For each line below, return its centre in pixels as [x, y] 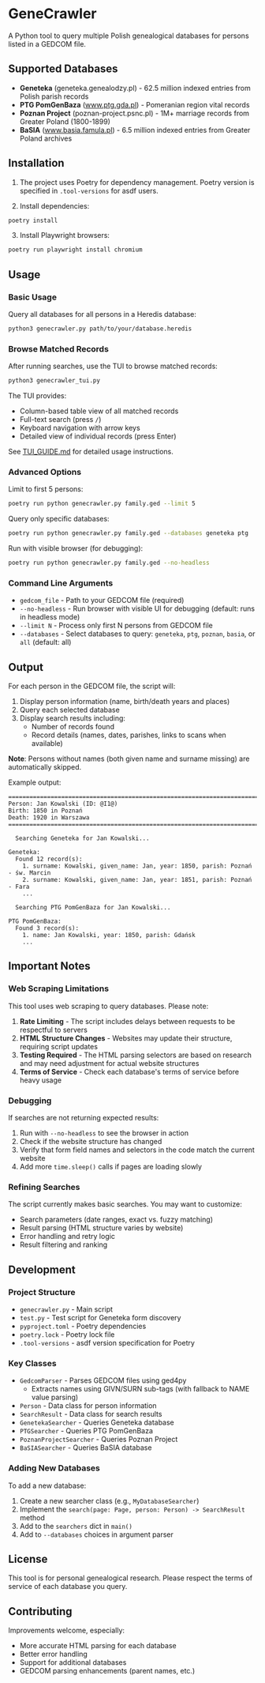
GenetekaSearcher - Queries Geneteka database [97, 1422]
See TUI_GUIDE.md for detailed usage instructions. [91, 452]
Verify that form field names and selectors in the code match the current [137, 1150]
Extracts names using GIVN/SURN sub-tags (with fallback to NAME [140, 1389]
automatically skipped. [45, 767]
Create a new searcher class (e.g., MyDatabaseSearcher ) [109, 1500]
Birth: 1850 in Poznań [45, 811]
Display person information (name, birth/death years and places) [125, 702]
